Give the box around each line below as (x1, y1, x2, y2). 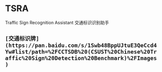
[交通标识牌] (5, 35, 39, 42)
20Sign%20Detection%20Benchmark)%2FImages (25, 54, 157, 62)
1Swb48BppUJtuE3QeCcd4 (87, 42, 157, 49)
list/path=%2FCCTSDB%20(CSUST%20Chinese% (15, 48, 144, 55)
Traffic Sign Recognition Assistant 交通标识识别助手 (5, 19, 109, 25)
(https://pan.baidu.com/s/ (5, 42, 88, 49)
